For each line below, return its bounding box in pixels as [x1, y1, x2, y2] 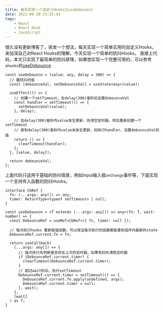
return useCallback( [9, 241, 52, 246]
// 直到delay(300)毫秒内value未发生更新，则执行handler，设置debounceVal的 [14, 128, 160, 133]
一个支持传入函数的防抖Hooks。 [5, 178, 70, 184]
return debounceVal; [9, 159, 52, 164]
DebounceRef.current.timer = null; [23, 281, 96, 286]
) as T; [9, 298, 26, 303]
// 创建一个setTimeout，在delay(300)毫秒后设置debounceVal [14, 96, 130, 101]
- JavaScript [14, 30, 41, 35]
